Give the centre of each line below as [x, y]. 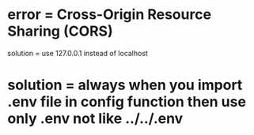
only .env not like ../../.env [95, 119]
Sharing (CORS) [61, 31]
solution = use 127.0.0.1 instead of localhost [78, 53]
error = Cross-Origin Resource [109, 15]
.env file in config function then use [127, 102]
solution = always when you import [125, 85]
